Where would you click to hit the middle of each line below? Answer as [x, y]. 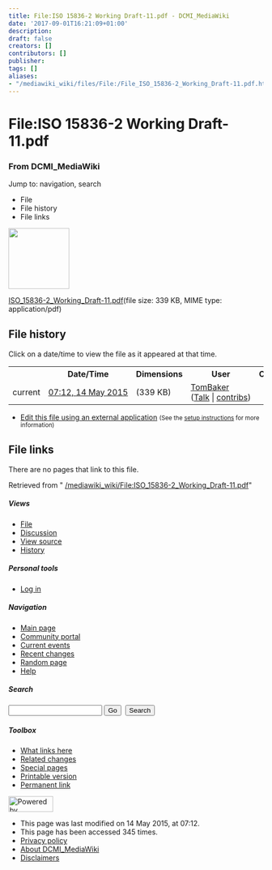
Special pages [44, 768]
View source [41, 541]
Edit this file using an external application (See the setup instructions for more [140, 417]
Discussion [38, 532]
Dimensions [160, 373]
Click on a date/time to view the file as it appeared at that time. [113, 354]
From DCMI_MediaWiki [54, 166]
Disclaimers [40, 858]
